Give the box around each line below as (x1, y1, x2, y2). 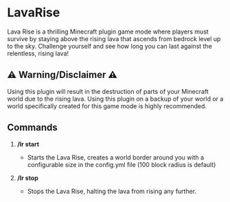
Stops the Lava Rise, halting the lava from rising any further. (27, 187, 197, 195)
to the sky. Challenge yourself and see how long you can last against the (7, 42, 213, 50)
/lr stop (16, 173, 39, 182)
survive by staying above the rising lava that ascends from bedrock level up (7, 34, 221, 42)
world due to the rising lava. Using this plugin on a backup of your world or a (7, 94, 224, 103)
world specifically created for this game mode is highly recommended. (7, 101, 207, 110)
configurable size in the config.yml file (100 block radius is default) (27, 160, 216, 168)
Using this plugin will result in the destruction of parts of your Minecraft (7, 87, 209, 95)
